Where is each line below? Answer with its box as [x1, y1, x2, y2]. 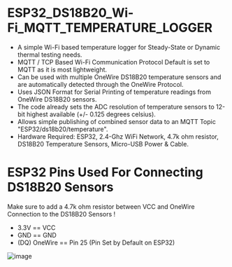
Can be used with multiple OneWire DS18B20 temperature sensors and [17, 72, 222, 81]
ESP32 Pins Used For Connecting [7, 165, 204, 180]
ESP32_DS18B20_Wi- [7, 5, 134, 21]
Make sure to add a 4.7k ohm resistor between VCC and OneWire [7, 202, 195, 211]
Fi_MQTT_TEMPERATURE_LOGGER [7, 20, 213, 36]
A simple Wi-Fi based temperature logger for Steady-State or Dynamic [17, 43, 221, 51]
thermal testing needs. [17, 50, 82, 59]
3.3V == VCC [17, 223, 56, 232]
